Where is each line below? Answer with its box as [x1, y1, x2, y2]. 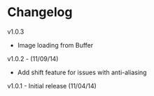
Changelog [7, 4, 73, 20]
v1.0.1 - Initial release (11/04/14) [7, 81, 97, 90]
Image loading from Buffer [17, 41, 94, 49]
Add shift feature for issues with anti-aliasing [17, 68, 147, 76]
